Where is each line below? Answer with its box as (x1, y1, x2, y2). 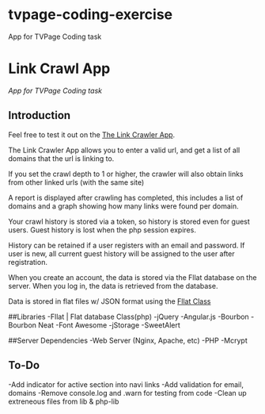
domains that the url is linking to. (8, 153, 115, 163)
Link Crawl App (8, 59, 111, 78)
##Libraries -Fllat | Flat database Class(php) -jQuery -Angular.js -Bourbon (8, 312, 249, 321)
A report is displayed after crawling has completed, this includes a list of (8, 193, 244, 202)
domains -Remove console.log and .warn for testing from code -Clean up (8, 388, 247, 397)
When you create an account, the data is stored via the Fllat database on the (8, 272, 257, 282)
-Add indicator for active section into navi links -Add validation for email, (8, 379, 244, 389)
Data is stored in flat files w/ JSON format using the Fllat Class (8, 296, 211, 306)
